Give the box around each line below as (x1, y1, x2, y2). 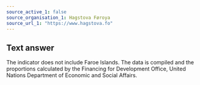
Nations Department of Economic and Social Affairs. (6, 72, 137, 79)
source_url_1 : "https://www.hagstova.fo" (6, 20, 113, 26)
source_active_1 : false (6, 8, 67, 15)
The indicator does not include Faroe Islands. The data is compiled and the (6, 59, 195, 66)
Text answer (6, 42, 55, 53)
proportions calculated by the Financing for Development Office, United (6, 65, 186, 73)
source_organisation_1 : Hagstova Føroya (6, 15, 111, 21)
